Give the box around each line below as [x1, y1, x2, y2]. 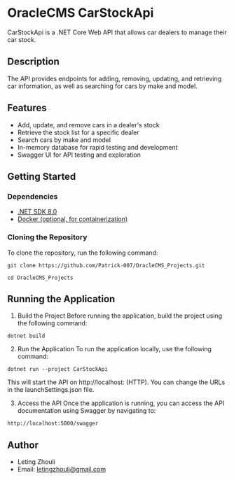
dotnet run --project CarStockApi [7, 366, 109, 373]
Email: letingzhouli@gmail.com [17, 465, 106, 474]
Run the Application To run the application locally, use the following [17, 345, 212, 353]
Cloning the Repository [7, 232, 88, 242]
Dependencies [7, 191, 58, 201]
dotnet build [7, 332, 46, 340]
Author [7, 439, 39, 451]
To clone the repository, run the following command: [7, 248, 158, 257]
